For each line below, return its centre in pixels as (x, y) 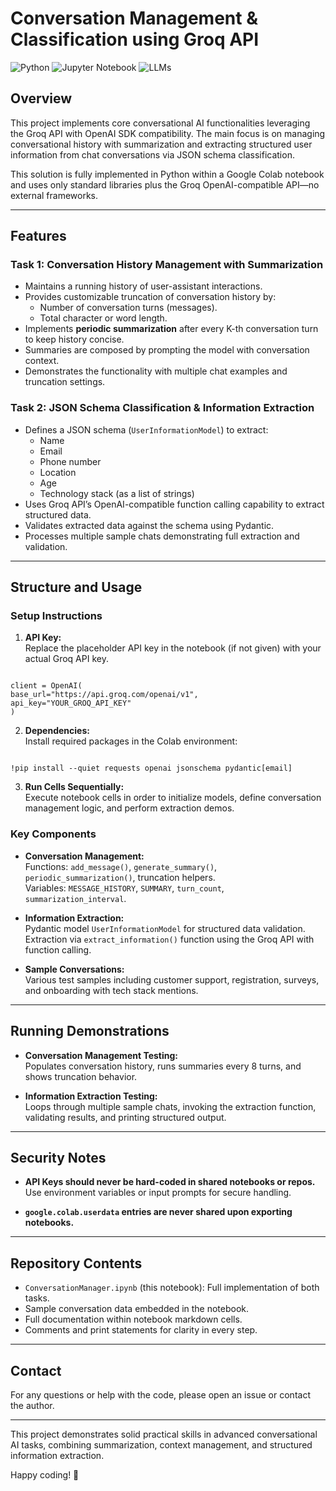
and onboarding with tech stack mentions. (111, 990)
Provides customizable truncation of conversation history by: (150, 297)
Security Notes (58, 1157)
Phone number (70, 461)
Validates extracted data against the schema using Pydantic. (149, 525)
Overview (41, 98)
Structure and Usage (76, 587)
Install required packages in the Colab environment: (131, 741)
